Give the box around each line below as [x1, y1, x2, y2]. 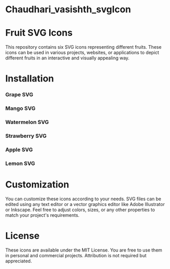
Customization [5, 179, 69, 191]
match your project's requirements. [5, 212, 80, 218]
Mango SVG [5, 105, 36, 112]
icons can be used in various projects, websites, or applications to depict [5, 50, 160, 56]
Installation [5, 73, 54, 85]
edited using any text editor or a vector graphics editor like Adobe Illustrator [5, 201, 165, 207]
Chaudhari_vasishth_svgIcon [5, 4, 132, 15]
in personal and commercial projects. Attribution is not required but [5, 252, 147, 258]
